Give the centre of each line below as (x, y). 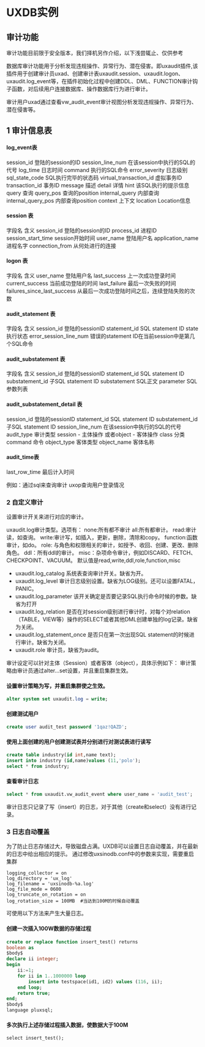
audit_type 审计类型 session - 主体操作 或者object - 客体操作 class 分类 (96, 434)
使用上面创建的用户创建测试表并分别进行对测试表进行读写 (79, 741)
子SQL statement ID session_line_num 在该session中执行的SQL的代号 (94, 427)
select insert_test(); (35, 1038)
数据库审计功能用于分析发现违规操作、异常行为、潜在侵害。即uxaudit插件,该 (102, 66)
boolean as (20, 948)
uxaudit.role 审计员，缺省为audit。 (59, 650)
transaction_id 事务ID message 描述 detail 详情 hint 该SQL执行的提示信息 (98, 185)
